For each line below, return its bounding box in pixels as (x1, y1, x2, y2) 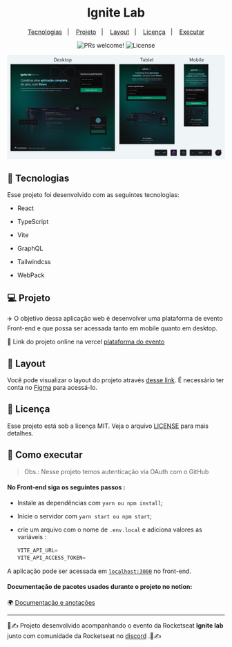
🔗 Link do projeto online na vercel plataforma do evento (7, 337, 165, 346)
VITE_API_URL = (17, 547, 58, 554)
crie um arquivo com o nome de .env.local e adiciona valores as (17, 525, 202, 534)
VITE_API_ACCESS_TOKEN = (17, 554, 86, 561)
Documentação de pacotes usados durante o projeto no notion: (7, 583, 193, 591)
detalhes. (7, 429, 34, 437)
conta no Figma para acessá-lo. (7, 384, 98, 392)
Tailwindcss (17, 258, 51, 266)
